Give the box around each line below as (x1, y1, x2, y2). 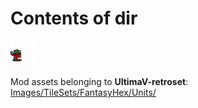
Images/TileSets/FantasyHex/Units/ (10, 86, 157, 98)
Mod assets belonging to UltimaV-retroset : (10, 75, 189, 87)
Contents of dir (10, 7, 138, 30)
